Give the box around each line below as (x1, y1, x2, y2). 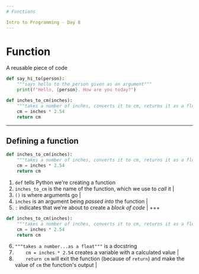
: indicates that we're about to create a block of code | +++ (14, 204, 161, 211)
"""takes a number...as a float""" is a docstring (14, 243, 137, 250)
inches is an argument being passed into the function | (14, 198, 148, 205)
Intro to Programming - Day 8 (6, 19, 81, 25)
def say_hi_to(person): (6, 76, 65, 82)
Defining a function (6, 136, 79, 146)
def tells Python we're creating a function (14, 179, 116, 186)
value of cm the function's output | (14, 262, 98, 269)
